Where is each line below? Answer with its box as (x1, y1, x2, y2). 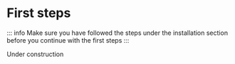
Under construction (6, 50, 64, 58)
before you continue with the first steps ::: (6, 36, 130, 44)
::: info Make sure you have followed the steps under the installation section (6, 28, 229, 37)
